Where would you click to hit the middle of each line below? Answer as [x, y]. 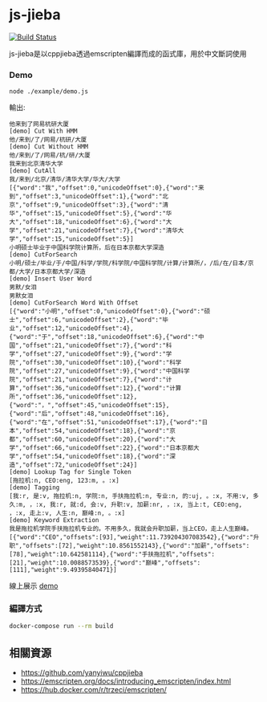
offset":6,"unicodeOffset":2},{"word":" [94, 320]
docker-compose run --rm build [61, 626]
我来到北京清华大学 [36, 164]
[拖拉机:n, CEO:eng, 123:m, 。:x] [64, 481]
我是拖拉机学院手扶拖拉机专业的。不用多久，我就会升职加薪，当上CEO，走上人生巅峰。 [131, 529]
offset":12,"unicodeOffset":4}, [80, 329]
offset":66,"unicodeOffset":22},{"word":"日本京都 [110, 448]
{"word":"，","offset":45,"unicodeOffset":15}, [89, 406]
